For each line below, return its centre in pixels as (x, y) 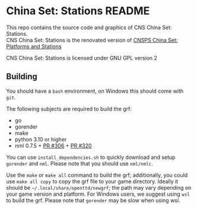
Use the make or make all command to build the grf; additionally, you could (97, 175)
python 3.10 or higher (41, 139)
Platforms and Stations (34, 46)
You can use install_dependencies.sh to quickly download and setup (91, 157)
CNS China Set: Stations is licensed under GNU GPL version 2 (82, 58)
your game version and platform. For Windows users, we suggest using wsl (98, 194)
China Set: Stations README (78, 11)
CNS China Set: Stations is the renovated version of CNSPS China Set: (92, 40)
